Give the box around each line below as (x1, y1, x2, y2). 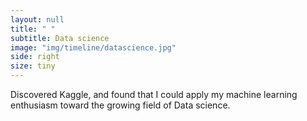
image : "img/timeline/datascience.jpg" (10, 42, 177, 53)
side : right (10, 52, 60, 62)
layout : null (10, 14, 65, 25)
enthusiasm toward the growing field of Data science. (10, 99, 231, 111)
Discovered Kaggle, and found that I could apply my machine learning (10, 89, 298, 100)
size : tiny (10, 61, 56, 71)
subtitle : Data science (10, 33, 110, 43)
